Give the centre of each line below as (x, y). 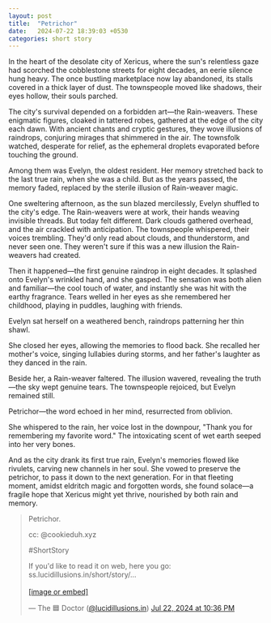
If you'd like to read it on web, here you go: (100, 566)
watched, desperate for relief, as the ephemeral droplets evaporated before (134, 146)
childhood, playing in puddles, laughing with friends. (96, 306)
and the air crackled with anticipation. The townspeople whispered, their (129, 230)
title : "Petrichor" (43, 24)
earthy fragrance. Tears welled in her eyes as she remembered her (120, 297)
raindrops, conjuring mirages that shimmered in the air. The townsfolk (124, 138)
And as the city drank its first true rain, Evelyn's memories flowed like (124, 460)
